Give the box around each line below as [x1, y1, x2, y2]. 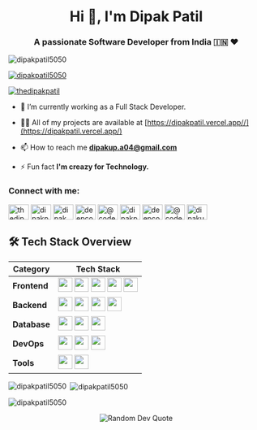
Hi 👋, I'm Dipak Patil [69, 7, 203, 26]
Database [12, 319, 51, 330]
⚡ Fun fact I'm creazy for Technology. [19, 162, 149, 172]
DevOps [12, 337, 45, 349]
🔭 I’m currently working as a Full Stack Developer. [19, 102, 186, 112]
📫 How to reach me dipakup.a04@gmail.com [19, 142, 178, 153]
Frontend [12, 280, 49, 291]
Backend [12, 299, 47, 311]
